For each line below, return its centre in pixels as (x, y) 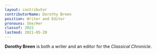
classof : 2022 (19, 28)
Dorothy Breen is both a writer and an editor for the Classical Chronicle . (78, 46)
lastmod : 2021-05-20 (26, 32)
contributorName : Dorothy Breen (38, 14)
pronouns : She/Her (24, 23)
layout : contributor (26, 10)
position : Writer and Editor (35, 19)
